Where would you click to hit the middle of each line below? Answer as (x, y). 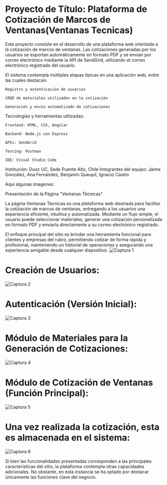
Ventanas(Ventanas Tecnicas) (69, 30)
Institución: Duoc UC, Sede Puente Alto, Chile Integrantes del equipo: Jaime (83, 169)
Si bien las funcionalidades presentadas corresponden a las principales (79, 461)
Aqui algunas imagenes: (30, 184)
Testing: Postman (23, 151)
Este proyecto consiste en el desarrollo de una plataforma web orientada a (82, 44)
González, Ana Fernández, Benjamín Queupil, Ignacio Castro (67, 174)
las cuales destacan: (26, 80)
